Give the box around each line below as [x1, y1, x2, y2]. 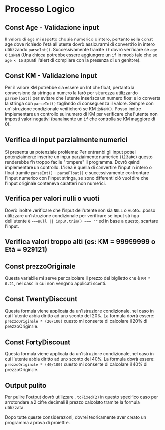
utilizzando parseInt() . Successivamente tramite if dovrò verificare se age [5, 47, 157, 52]
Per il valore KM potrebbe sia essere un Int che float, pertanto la [5, 84, 135, 90]
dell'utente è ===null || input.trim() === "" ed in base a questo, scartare [5, 218, 159, 224]
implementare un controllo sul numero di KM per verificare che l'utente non [5, 111, 158, 117]
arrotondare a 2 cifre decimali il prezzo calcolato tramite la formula [5, 399, 140, 405]
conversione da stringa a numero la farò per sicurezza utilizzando [5, 90, 138, 96]
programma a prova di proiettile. [5, 420, 70, 426]
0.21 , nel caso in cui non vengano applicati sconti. [5, 280, 107, 286]
